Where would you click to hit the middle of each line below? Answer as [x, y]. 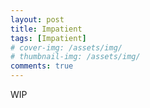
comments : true [42, 66]
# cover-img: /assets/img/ [66, 47]
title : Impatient [46, 29]
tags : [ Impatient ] [48, 38]
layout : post [37, 19]
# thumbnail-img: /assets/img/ [75, 57]
